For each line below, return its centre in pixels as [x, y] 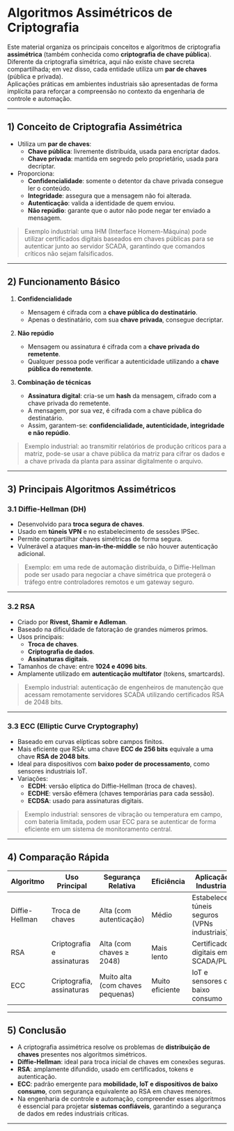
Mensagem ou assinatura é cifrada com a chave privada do [114, 347]
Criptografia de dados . [61, 651]
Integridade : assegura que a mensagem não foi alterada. [110, 196]
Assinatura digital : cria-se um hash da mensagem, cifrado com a [122, 395]
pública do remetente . [60, 369]
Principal [72, 885]
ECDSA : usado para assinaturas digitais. [86, 800]
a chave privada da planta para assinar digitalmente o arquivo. [114, 461]
